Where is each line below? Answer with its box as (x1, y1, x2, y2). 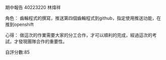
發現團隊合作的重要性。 (18, 38, 67, 44)
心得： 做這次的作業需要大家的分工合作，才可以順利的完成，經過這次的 (5, 32, 152, 38)
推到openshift (5, 22, 34, 27)
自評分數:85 (5, 49, 30, 55)
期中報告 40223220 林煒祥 (5, 5, 61, 10)
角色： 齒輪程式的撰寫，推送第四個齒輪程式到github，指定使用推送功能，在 (5, 15, 161, 21)
